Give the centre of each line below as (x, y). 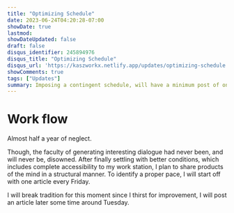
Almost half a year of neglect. (49, 139)
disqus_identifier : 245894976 (51, 53)
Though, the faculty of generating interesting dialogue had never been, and (115, 152)
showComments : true (36, 72)
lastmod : (20, 33)
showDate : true (29, 26)
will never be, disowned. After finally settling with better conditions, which (113, 159)
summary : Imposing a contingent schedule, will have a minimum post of (113, 85)
